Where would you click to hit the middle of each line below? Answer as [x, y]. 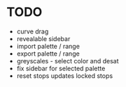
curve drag [33, 31]
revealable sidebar [43, 38]
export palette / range [48, 54]
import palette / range [48, 46]
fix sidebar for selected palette [61, 68]
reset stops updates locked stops [65, 76]
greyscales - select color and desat [68, 61]
